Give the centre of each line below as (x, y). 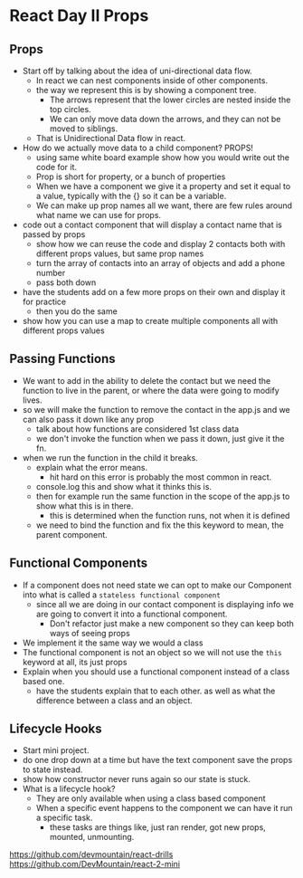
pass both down (66, 282)
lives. (32, 400)
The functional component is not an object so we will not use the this (152, 652)
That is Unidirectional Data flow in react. (111, 138)
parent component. (72, 534)
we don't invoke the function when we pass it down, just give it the (160, 438)
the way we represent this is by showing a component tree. (146, 90)
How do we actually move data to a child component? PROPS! (137, 148)
